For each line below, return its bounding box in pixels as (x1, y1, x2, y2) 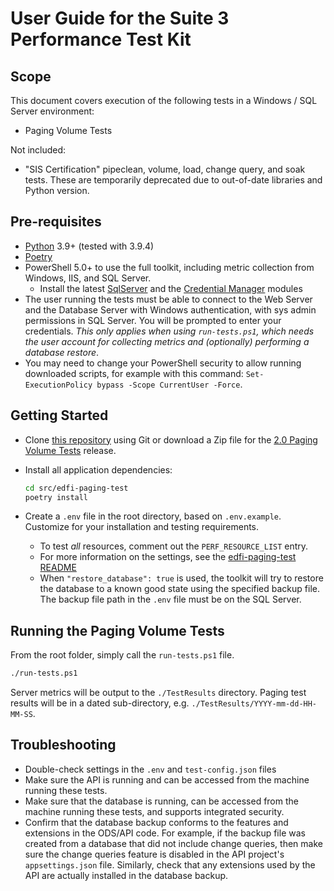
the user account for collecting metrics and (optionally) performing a (24, 335, 310, 347)
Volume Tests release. (24, 444, 117, 456)
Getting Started (10, 407, 109, 424)
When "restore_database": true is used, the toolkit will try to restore (39, 572, 324, 584)
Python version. (24, 185, 90, 196)
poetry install (24, 492, 89, 502)
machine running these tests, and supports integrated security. (24, 805, 285, 817)
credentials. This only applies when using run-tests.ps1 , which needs (24, 325, 315, 337)
